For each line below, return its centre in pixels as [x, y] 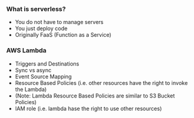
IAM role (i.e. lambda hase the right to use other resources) [88, 108]
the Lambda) [31, 89]
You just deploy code [41, 28]
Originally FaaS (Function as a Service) [63, 35]
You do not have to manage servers [59, 22]
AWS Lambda [27, 51]
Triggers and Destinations [47, 64]
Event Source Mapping [43, 76]
